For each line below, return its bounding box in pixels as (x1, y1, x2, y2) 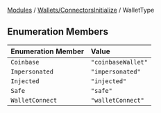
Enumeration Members (7, 26, 109, 37)
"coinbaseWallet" (90, 58, 148, 66)
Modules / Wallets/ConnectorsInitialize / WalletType (7, 6, 155, 14)
